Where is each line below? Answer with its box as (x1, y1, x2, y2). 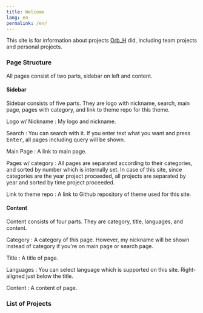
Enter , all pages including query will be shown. (6, 136, 125, 143)
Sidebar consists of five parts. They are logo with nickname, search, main (6, 99, 190, 107)
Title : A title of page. (6, 254, 59, 261)
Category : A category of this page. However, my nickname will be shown (6, 236, 190, 243)
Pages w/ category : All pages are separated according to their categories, (6, 159, 193, 167)
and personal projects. (6, 43, 62, 50)
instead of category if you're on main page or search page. (6, 243, 154, 250)
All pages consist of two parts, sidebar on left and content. (6, 72, 153, 79)
